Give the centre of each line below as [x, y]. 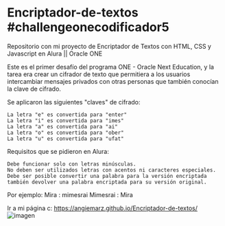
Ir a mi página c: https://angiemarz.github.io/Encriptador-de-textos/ [102, 208]
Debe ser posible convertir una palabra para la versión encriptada [107, 176]
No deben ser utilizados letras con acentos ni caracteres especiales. [111, 170]
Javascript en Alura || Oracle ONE [55, 54]
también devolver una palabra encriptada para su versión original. [107, 182]
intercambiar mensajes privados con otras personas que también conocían [113, 81]
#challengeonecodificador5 [88, 27]
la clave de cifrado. [34, 89]
